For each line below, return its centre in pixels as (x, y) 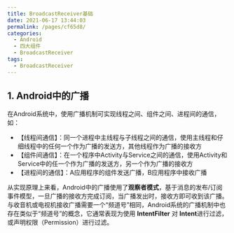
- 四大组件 (27, 46)
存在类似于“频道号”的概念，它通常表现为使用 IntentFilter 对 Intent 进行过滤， (117, 213)
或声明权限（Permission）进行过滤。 (60, 223)
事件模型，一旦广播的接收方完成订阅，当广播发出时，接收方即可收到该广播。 (118, 196)
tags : (15, 59)
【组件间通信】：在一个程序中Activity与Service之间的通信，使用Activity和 (122, 155)
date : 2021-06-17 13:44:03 (47, 20)
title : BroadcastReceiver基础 (50, 14)
